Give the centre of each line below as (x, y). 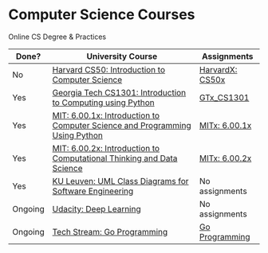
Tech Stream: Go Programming (110, 232)
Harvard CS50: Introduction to (109, 69)
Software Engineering (93, 191)
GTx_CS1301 (224, 97)
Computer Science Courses (102, 15)
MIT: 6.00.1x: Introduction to (106, 115)
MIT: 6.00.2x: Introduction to (106, 148)
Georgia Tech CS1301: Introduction (119, 92)
